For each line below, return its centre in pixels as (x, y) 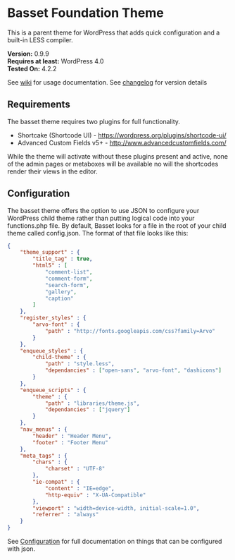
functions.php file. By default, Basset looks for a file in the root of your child (117, 225)
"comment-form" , (69, 279)
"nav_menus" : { (44, 430)
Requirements (39, 105)
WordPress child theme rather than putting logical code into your (101, 218)
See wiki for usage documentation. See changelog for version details (107, 82)
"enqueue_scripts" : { (53, 390)
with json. (21, 549)
